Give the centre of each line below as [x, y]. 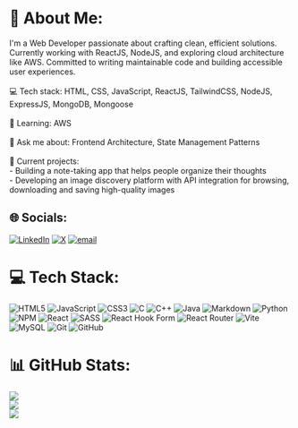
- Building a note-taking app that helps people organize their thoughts [138, 170]
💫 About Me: [56, 18]
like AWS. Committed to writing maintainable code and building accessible [146, 62]
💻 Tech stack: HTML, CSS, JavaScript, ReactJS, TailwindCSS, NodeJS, [141, 91]
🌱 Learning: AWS [40, 123]
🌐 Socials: [38, 218]
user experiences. [43, 72]
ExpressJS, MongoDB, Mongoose [72, 104]
